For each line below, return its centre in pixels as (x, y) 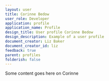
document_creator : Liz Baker (35, 41)
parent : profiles (23, 55)
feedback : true (21, 50)
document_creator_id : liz (31, 46)
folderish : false (23, 60)
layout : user (18, 10)
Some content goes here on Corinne (42, 73)
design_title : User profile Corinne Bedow (49, 32)
